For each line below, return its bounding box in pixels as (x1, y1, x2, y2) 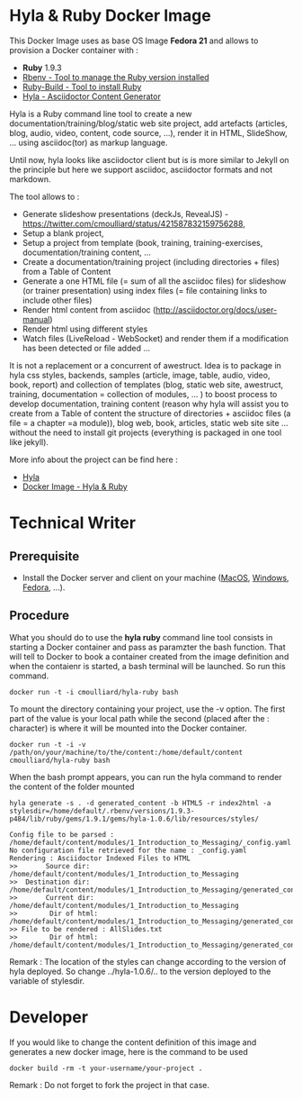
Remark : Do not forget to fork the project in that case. (9, 1079, 209, 1090)
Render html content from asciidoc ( (22, 304, 156, 315)
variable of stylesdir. (9, 975, 85, 986)
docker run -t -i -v (9, 740, 87, 749)
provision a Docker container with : (9, 44, 139, 55)
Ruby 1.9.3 (22, 62, 62, 73)
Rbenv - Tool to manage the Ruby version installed (22, 71, 209, 82)
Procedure (9, 608, 70, 623)
